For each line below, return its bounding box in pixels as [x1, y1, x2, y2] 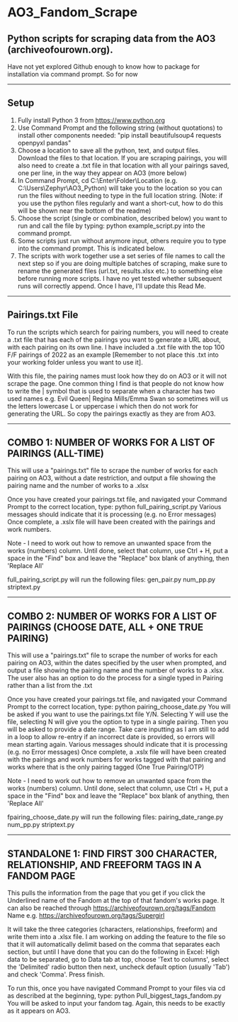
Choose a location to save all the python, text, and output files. [17, 146, 200, 155]
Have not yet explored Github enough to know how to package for [7, 62, 200, 71]
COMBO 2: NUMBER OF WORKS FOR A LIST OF [7, 610, 217, 622]
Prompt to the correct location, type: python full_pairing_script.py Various [7, 503, 222, 511]
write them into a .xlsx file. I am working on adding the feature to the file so [7, 933, 226, 941]
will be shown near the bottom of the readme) [17, 206, 152, 215]
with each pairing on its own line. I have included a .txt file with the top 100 [7, 343, 225, 351]
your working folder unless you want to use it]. [7, 357, 143, 366]
